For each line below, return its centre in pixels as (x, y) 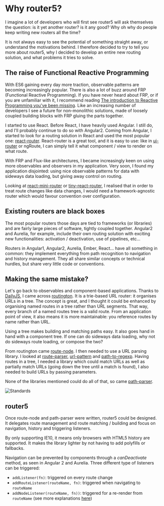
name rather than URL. (28, 322)
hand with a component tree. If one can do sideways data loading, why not (80, 337)
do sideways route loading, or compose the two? (54, 342)
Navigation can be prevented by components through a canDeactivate (76, 458)
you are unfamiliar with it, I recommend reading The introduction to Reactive (82, 100)
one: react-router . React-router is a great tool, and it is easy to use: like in (79, 141)
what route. (17, 151)
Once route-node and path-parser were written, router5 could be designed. (81, 418)
